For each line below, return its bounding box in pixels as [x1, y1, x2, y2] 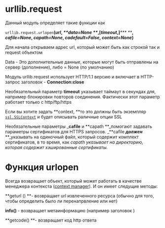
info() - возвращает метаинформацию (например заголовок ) [5, 207, 135, 213]
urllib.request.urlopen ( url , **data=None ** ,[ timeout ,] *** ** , [5, 29, 134, 35]
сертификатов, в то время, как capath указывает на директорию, [5, 139, 144, 145]
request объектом [5, 49, 43, 55]
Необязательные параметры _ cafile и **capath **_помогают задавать [5, 123, 153, 129]
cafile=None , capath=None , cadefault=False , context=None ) [5, 35, 134, 40]
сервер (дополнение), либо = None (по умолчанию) [5, 64, 114, 70]
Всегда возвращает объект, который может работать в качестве [5, 178, 142, 184]
